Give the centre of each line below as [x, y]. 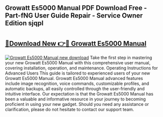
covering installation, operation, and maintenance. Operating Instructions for [81, 68]
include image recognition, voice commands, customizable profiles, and [77, 83]
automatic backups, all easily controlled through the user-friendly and [75, 89]
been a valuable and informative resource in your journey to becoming [75, 99]
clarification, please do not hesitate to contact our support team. [70, 109]
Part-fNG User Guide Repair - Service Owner [74, 16]
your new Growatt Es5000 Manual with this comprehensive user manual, [78, 63]
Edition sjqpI [24, 23]
